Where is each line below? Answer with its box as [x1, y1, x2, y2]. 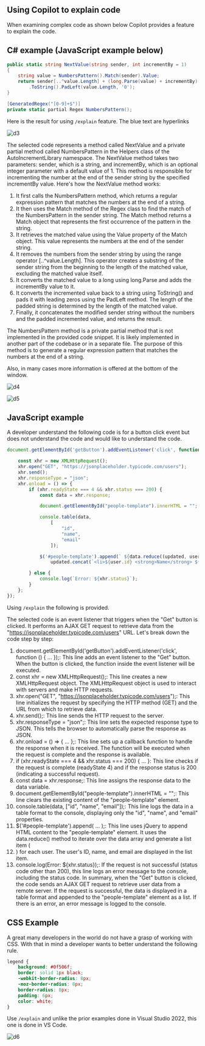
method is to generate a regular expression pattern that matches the [7, 346, 178, 353]
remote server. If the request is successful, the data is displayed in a [15, 887, 187, 894]
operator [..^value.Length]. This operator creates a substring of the [15, 256, 184, 264]
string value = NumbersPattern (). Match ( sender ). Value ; [18, 73, 160, 79]
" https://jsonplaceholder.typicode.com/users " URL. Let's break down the [7, 629, 190, 636]
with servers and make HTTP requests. [15, 686, 114, 693]
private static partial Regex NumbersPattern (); [7, 106, 133, 112]
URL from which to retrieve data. [15, 705, 98, 713]
